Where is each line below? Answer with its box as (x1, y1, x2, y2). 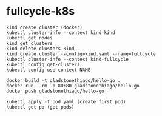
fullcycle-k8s (6, 4, 75, 18)
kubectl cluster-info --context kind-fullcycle (6, 56, 129, 62)
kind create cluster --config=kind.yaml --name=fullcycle (6, 50, 156, 57)
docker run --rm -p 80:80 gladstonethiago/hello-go (6, 83, 140, 89)
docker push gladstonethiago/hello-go (6, 88, 104, 94)
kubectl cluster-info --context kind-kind (6, 29, 115, 36)
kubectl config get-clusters (6, 61, 80, 67)
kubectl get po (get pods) (6, 104, 75, 110)
